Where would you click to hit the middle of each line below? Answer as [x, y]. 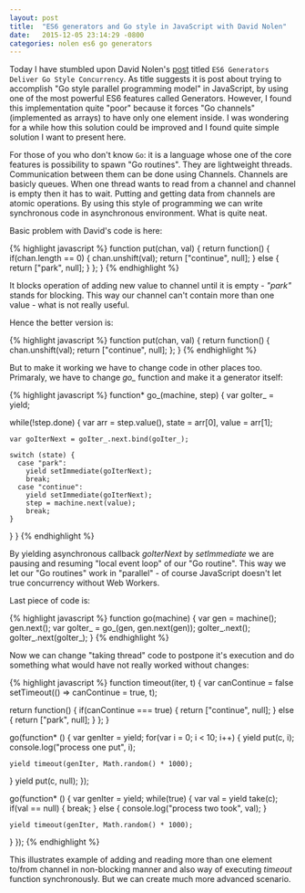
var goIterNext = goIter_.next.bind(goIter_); [99, 439]
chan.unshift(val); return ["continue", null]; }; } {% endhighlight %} [133, 350]
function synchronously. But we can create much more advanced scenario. [150, 879]
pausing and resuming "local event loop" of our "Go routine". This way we [148, 563]
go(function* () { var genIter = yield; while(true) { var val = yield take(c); [144, 799]
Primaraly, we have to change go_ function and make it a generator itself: [147, 378]
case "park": [42, 463]
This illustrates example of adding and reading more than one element [141, 860]
